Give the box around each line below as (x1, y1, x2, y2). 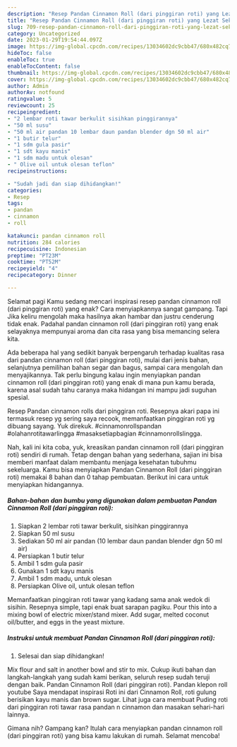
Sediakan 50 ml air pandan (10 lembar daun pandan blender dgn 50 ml (17, 536, 223, 545)
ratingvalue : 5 (7, 96, 52, 103)
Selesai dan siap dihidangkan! (17, 651, 104, 660)
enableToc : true (7, 56, 55, 63)
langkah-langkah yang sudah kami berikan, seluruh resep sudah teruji (7, 672, 210, 681)
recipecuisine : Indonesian (7, 245, 87, 252)
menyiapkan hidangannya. (7, 480, 84, 488)
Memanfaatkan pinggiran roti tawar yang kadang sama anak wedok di (7, 595, 210, 603)
